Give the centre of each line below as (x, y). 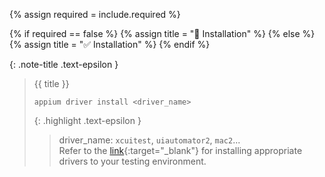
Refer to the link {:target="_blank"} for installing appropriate (180, 150)
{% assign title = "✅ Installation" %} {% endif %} (110, 44)
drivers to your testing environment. (132, 161)
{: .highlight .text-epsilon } (87, 120)
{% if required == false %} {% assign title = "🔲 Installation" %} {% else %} (162, 33)
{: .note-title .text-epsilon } (64, 64)
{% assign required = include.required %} (95, 14)
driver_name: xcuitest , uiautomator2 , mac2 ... (149, 140)
